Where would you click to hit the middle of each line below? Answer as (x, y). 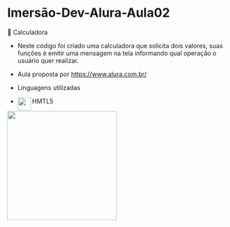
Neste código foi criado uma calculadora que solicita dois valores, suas (120, 45)
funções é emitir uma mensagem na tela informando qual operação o (117, 53)
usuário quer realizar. (48, 60)
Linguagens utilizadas (49, 87)
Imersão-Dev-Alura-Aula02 (88, 13)
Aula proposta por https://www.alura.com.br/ (82, 74)
